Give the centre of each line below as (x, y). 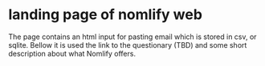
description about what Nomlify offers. (72, 53)
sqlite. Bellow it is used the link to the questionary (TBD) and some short (128, 45)
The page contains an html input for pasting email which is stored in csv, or (132, 37)
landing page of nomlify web (106, 15)
